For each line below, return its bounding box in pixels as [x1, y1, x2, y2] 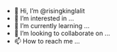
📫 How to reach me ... [13, 37, 80, 45]
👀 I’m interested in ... [13, 14, 74, 22]
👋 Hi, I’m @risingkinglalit [13, 7, 85, 15]
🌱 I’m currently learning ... [13, 22, 90, 30]
